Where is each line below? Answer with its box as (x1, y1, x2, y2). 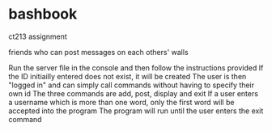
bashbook (8, 5, 78, 23)
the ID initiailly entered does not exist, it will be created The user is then (8, 71, 247, 81)
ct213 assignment (8, 32, 67, 41)
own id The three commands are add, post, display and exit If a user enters (8, 88, 259, 98)
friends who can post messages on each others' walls (8, 47, 189, 57)
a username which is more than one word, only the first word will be (8, 97, 235, 107)
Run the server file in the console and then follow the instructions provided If (8, 62, 264, 73)
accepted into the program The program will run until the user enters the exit (8, 106, 264, 116)
